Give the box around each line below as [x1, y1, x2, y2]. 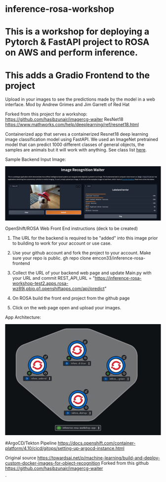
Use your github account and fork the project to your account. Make [12, 250, 151, 256]
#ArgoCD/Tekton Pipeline [5, 440, 57, 446]
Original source [5, 455, 37, 461]
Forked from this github [101, 460, 149, 466]
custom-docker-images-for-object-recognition [5, 460, 100, 466]
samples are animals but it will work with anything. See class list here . [5, 147, 147, 153]
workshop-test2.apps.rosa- [12, 280, 69, 286]
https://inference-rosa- [94, 275, 142, 281]
